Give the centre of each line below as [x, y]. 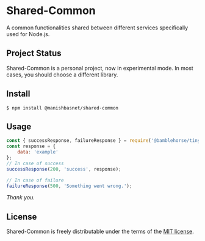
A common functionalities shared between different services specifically [97, 28]
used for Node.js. [28, 34]
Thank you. [21, 198]
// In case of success [35, 163]
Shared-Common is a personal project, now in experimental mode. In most [100, 68]
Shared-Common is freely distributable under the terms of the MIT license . [100, 232]
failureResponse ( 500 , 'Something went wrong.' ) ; [69, 186]
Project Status [34, 54]
